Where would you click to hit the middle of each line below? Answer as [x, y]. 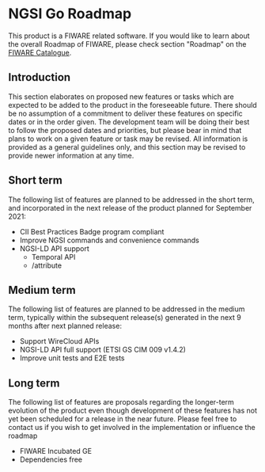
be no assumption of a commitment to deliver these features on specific [125, 113]
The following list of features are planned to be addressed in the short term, [131, 200]
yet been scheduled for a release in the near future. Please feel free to [123, 419]
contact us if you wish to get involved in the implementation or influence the [132, 428]
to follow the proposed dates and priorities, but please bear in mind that [125, 130]
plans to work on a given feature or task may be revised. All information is [128, 139]
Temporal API [53, 257]
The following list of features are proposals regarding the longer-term [121, 402]
